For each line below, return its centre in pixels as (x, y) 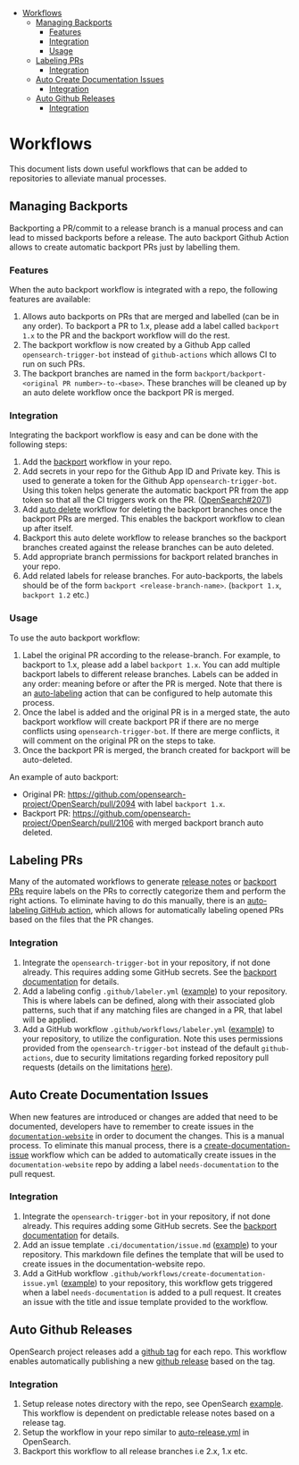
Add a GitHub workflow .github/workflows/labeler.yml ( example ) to (148, 1029)
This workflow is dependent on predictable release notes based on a (148, 1413)
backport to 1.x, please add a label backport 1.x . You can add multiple (151, 665)
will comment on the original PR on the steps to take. (119, 741)
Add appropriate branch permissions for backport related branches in (150, 557)
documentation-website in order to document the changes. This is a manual (147, 1136)
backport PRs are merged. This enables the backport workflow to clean (154, 519)
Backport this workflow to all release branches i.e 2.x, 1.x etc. (135, 1451)
